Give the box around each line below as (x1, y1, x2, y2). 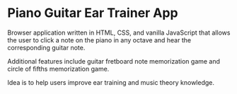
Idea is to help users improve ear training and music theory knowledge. (7, 78, 214, 86)
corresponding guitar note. (7, 43, 86, 52)
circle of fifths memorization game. (7, 64, 110, 73)
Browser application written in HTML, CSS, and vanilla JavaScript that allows (7, 28, 231, 37)
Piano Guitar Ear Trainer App (7, 5, 178, 21)
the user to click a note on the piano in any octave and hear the (7, 35, 192, 44)
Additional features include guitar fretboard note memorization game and (7, 57, 221, 65)
